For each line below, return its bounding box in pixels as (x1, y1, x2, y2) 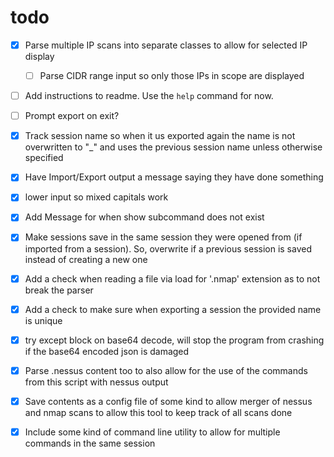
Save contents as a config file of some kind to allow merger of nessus (24, 395, 313, 407)
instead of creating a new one (24, 253, 148, 265)
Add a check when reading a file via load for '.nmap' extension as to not (24, 272, 321, 285)
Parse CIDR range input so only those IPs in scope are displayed (39, 70, 305, 81)
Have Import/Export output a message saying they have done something (24, 171, 324, 183)
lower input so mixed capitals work (24, 191, 169, 203)
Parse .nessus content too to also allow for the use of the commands (24, 364, 308, 376)
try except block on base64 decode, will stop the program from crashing (24, 334, 325, 346)
